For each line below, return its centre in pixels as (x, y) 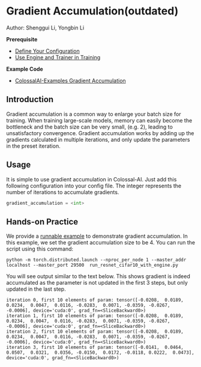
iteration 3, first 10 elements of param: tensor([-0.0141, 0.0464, (95, 347)
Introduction (30, 99)
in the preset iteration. (34, 146)
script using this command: (40, 249)
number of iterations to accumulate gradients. (63, 192)
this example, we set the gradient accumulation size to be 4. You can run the (101, 243)
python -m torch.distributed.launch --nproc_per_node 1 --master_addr (96, 260)
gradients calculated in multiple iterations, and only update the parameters (98, 139)
